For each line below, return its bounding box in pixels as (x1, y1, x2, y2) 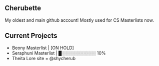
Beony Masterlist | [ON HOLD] (11, 45, 74, 51)
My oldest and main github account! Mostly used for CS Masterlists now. (4, 17, 154, 23)
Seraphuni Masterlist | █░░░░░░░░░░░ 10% (11, 50, 106, 56)
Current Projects (4, 32, 57, 40)
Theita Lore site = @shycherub (11, 55, 76, 61)
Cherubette (4, 4, 41, 12)
